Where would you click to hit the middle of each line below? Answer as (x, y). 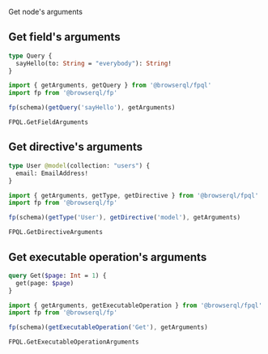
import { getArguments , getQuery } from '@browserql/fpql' (110, 85)
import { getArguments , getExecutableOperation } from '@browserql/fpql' (136, 305)
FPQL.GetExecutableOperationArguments (74, 342)
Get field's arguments (64, 37)
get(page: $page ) (45, 283)
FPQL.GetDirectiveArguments (56, 232)
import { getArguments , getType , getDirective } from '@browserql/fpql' (134, 195)
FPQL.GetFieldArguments (49, 122)
